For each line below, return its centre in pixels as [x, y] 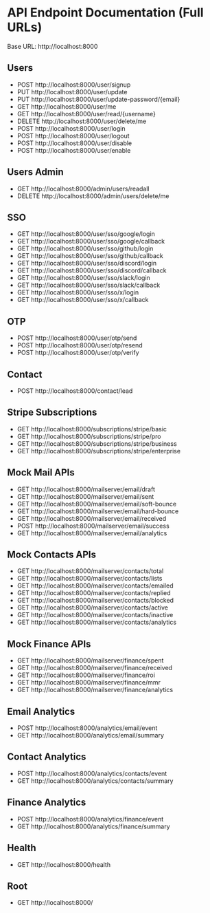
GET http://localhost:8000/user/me [67, 106]
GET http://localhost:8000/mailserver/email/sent [85, 496]
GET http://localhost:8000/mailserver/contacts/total [90, 571]
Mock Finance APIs [49, 644]
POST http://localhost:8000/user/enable [74, 150]
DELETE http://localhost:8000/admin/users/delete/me [93, 196]
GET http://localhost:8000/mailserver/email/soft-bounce [97, 504]
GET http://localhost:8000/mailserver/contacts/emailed [95, 586]
